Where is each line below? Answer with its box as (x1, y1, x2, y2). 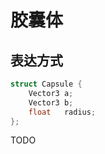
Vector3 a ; (28, 88, 74, 98)
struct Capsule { (10, 79, 83, 89)
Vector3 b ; (28, 97, 74, 108)
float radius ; (28, 107, 97, 117)
